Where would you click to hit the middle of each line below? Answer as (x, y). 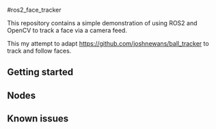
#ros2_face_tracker (34, 10)
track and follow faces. (39, 51)
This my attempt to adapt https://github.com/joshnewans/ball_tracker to (108, 43)
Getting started (40, 72)
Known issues (38, 119)
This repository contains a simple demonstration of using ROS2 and (102, 23)
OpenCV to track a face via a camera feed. (67, 30)
